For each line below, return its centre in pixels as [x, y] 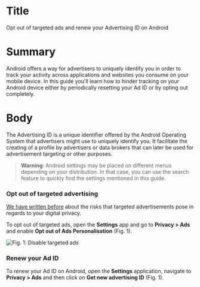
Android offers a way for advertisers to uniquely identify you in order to [93, 68]
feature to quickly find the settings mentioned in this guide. [93, 178]
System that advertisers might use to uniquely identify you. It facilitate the [97, 141]
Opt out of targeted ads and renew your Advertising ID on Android [87, 28]
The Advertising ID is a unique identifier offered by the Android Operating [96, 135]
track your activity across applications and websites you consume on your [98, 75]
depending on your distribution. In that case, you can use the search [105, 171]
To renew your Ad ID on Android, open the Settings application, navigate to [99, 271]
